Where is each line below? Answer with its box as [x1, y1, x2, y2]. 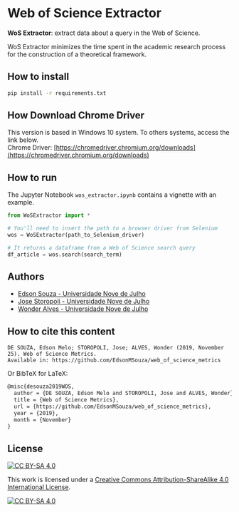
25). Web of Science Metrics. [7, 351, 97, 358]
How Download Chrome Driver [7, 109, 144, 122]
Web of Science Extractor [7, 5, 162, 21]
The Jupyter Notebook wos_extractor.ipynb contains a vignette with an [7, 190, 217, 199]
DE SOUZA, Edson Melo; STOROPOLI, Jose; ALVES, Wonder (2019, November [7, 344, 224, 352]
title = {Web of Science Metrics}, [14, 396, 119, 404]
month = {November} [14, 416, 72, 424]
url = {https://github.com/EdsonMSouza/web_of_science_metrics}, [14, 403, 212, 410]
